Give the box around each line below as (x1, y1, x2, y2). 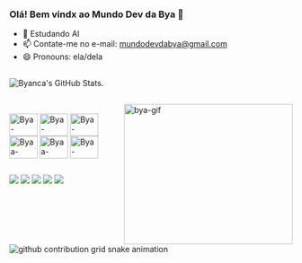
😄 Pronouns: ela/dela (22, 51, 103, 62)
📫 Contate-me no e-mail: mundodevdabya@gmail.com (22, 39, 227, 49)
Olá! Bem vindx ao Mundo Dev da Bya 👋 (9, 8, 184, 21)
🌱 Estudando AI (22, 29, 80, 39)
